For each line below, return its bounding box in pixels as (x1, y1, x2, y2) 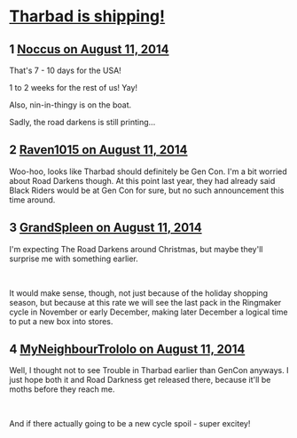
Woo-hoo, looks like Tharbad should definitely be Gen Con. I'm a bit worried (9, 166, 288, 177)
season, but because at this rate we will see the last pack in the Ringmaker (9, 297, 282, 307)
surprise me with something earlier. (9, 253, 139, 264)
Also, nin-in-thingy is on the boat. (9, 100, 132, 110)
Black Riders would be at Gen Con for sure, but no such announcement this (9, 185, 285, 195)
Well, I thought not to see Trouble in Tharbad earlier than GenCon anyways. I (9, 365, 289, 376)
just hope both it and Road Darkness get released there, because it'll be (9, 375, 271, 386)
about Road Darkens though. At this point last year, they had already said (9, 175, 276, 186)
